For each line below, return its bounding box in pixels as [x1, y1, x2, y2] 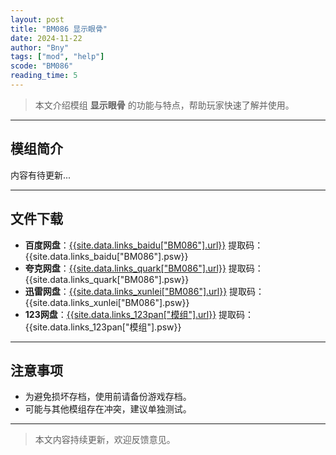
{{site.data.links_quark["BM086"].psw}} [24, 273, 190, 285]
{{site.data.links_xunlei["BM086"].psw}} [24, 296, 190, 308]
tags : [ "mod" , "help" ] [10, 52, 105, 62]
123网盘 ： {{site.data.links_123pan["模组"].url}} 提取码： [24, 308, 255, 320]
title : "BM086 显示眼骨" [10, 24, 108, 34]
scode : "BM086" [10, 61, 74, 71]
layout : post [10, 14, 65, 25]
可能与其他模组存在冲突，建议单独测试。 [24, 403, 192, 415]
